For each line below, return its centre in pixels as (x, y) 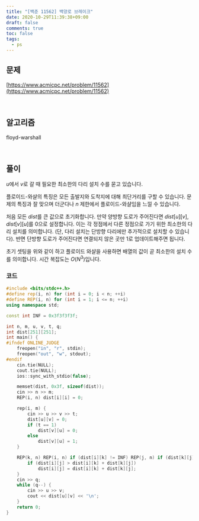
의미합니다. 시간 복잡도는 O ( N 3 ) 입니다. (57, 258)
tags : (13, 39)
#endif (14, 359)
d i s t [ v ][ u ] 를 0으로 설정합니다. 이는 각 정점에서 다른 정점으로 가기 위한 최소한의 (96, 224)
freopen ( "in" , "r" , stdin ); (51, 349)
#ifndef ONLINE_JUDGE (33, 343)
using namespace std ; (33, 305)
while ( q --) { (34, 485)
